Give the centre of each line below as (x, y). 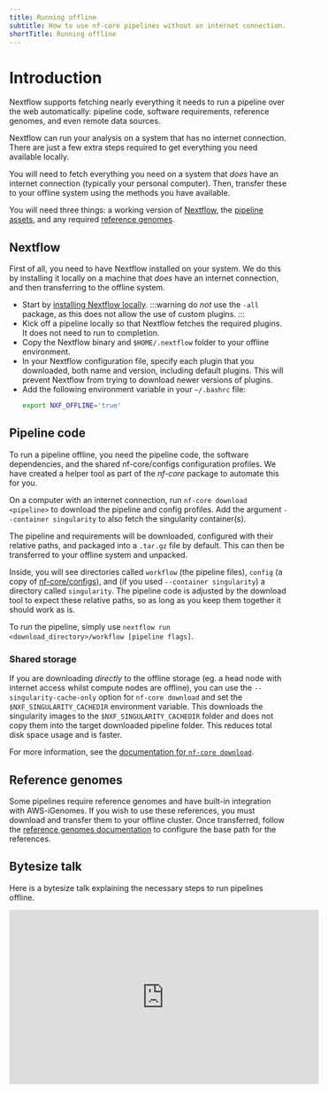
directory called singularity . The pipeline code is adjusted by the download (148, 591)
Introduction (56, 78)
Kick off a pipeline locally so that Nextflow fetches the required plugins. (152, 323)
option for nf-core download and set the (171, 697)
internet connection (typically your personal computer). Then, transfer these (148, 183)
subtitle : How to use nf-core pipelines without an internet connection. (148, 26)
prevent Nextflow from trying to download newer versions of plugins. (147, 380)
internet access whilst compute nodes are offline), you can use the (131, 688)
